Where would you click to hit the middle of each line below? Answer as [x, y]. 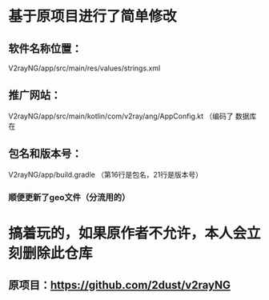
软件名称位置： [45, 48]
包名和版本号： [45, 154]
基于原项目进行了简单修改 [93, 16]
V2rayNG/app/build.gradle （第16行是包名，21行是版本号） [105, 174]
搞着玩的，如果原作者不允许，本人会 [128, 233]
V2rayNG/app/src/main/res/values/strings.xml [84, 68]
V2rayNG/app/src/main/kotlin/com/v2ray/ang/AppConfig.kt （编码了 [121, 116]
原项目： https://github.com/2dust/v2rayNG [119, 285]
